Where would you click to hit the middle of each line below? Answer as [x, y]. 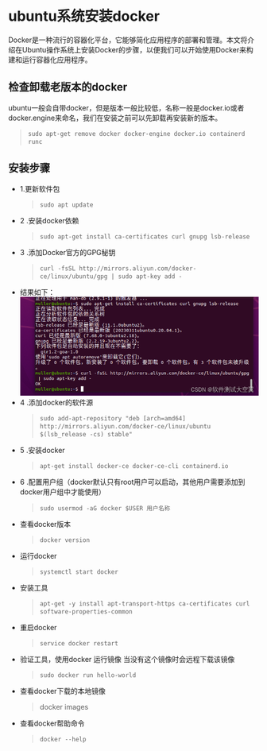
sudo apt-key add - [150, 276]
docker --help [63, 739]
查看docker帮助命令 [52, 723]
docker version [64, 540]
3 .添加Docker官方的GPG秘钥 [68, 252]
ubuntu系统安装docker [84, 16]
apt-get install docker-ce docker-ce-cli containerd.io [134, 466]
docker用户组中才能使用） [62, 492]
